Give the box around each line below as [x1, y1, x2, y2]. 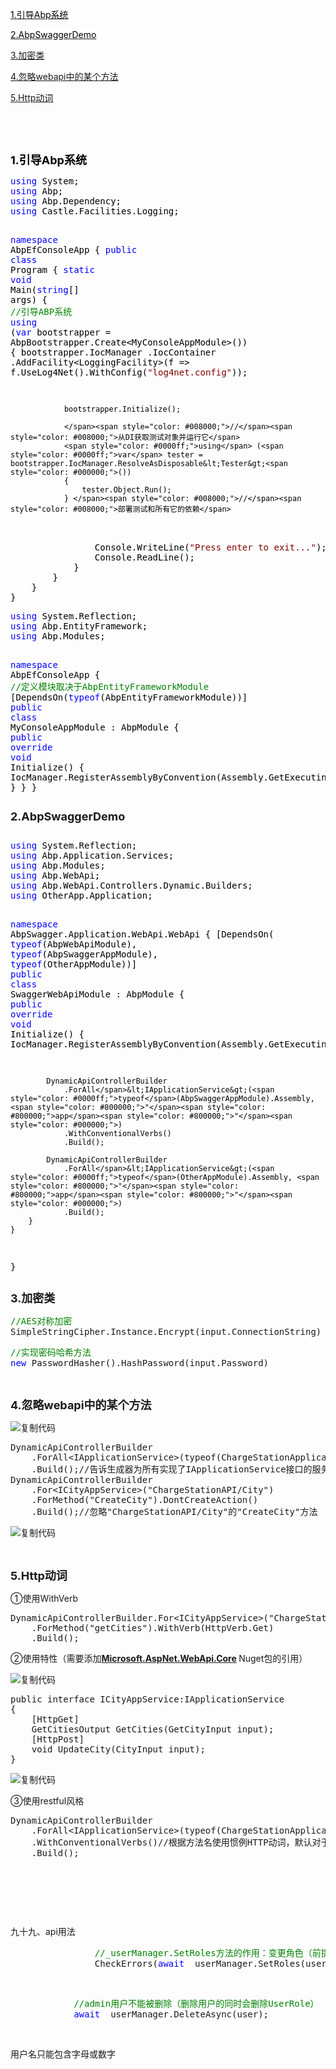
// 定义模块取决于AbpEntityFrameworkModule [10, 681, 210, 692]
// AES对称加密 [10, 1316, 73, 1327]
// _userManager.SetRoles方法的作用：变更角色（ [94, 1948, 313, 1958]
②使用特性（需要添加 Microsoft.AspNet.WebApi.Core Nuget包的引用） [10, 1653, 308, 1664]
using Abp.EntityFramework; [10, 621, 148, 632]
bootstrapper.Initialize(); [63, 404, 182, 414]
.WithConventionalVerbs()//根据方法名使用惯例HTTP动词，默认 [31, 1837, 313, 1848]
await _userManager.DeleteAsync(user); [73, 2009, 270, 2020]
